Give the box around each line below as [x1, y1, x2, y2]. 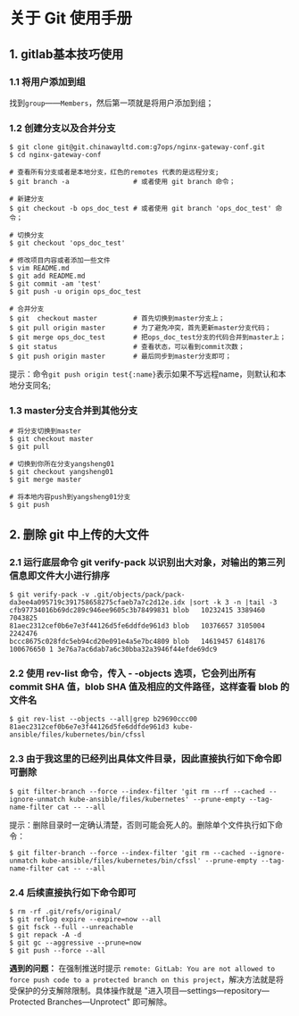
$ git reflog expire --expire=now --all [9, 915, 162, 924]
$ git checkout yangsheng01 [9, 468, 114, 477]
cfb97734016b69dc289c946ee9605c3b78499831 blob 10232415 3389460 [9, 606, 266, 615]
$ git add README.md [9, 271, 87, 281]
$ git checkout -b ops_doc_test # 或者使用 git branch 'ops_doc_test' [9, 204, 272, 213]
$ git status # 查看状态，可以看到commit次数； [9, 343, 245, 352]
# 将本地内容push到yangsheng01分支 [9, 493, 131, 502]
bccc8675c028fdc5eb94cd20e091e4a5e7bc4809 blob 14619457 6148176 [9, 637, 266, 646]
